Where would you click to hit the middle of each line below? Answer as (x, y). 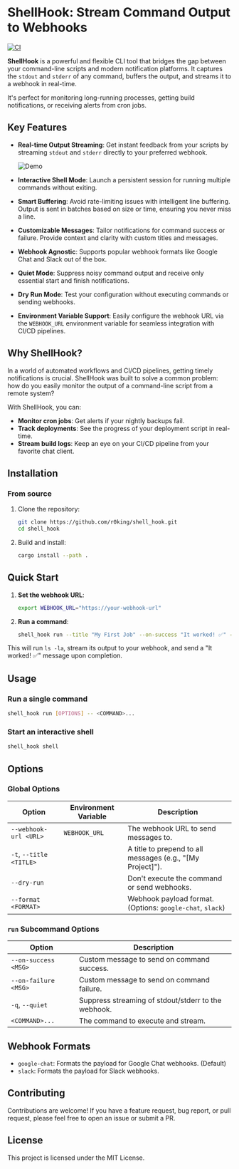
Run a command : (43, 621)
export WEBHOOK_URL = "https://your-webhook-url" (89, 608)
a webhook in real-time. (42, 83)
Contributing (36, 1093)
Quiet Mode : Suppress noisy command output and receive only (111, 273)
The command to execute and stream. (142, 1021)
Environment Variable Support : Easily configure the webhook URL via (121, 316)
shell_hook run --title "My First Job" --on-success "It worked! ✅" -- (127, 635)
